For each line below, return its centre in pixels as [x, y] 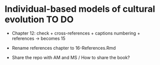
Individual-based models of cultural [80, 9]
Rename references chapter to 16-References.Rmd [64, 48]
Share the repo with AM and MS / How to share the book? [71, 57]
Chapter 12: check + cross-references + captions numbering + [76, 33]
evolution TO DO [39, 19]
